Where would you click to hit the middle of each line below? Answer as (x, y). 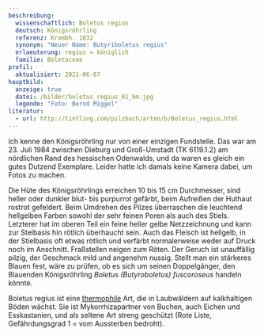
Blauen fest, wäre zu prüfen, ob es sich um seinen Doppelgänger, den (122, 265)
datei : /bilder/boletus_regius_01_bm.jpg (85, 97)
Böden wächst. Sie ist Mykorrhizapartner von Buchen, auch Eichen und (124, 307)
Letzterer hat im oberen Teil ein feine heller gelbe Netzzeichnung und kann (130, 223)
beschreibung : (32, 15)
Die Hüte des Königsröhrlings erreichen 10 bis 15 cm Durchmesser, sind (124, 190)
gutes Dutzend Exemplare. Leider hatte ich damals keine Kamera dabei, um (130, 166)
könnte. (21, 283)
